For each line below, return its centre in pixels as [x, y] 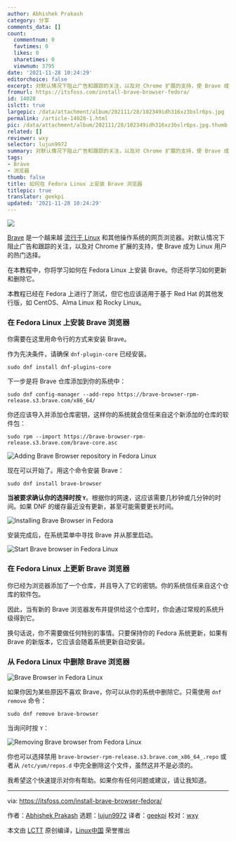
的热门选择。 [26, 255]
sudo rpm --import [34, 437]
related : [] [25, 131]
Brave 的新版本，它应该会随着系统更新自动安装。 [78, 641]
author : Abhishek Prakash [45, 14]
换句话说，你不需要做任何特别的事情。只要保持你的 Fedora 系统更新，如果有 [118, 633]
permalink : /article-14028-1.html [58, 118]
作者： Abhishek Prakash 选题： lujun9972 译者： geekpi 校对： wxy [103, 815]
